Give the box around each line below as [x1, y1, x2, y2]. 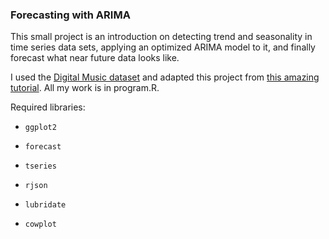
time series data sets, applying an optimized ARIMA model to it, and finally [10, 41, 316, 53]
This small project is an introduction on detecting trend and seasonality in [10, 31, 313, 43]
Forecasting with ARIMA [10, 8, 131, 22]
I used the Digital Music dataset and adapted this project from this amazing [10, 71, 320, 83]
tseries [24, 161, 57, 172]
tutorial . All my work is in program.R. [10, 82, 160, 94]
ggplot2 [24, 123, 57, 133]
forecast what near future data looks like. [10, 52, 180, 64]
